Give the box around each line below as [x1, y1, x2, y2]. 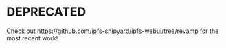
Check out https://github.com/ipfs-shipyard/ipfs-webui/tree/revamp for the [6, 27, 219, 35]
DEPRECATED [6, 4, 87, 20]
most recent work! [6, 34, 58, 42]
